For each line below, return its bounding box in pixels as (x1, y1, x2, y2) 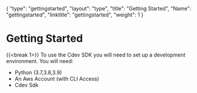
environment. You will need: (6, 57, 74, 64)
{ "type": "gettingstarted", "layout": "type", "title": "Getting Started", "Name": (6, 5, 192, 12)
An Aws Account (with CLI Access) (14, 75, 99, 82)
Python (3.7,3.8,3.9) (14, 69, 62, 76)
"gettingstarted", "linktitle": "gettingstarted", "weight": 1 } (6, 11, 144, 18)
